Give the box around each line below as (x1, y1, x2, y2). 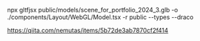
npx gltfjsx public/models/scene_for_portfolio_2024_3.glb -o (7, 6, 178, 14)
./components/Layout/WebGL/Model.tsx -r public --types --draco (7, 13, 194, 21)
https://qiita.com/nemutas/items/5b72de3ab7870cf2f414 (7, 27, 169, 34)
